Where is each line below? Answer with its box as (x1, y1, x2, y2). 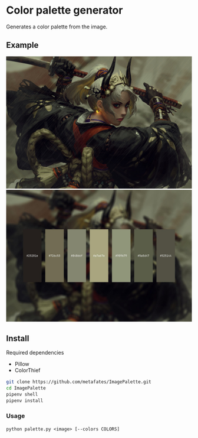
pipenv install (6, 397, 44, 404)
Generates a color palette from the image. (6, 23, 108, 30)
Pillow (14, 361, 29, 368)
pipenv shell (6, 391, 38, 397)
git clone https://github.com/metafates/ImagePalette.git (6, 379, 151, 385)
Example (6, 40, 39, 50)
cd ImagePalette (6, 385, 46, 391)
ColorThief (14, 367, 41, 374)
